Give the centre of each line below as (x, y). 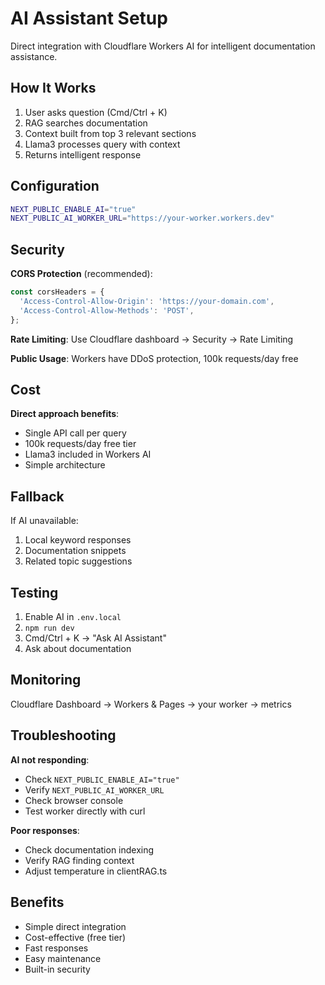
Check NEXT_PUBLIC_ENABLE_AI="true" (102, 779)
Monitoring (46, 680)
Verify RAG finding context (79, 860)
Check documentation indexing (89, 849)
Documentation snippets (75, 551)
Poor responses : (45, 830)
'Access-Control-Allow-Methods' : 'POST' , (107, 310)
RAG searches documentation (86, 123)
